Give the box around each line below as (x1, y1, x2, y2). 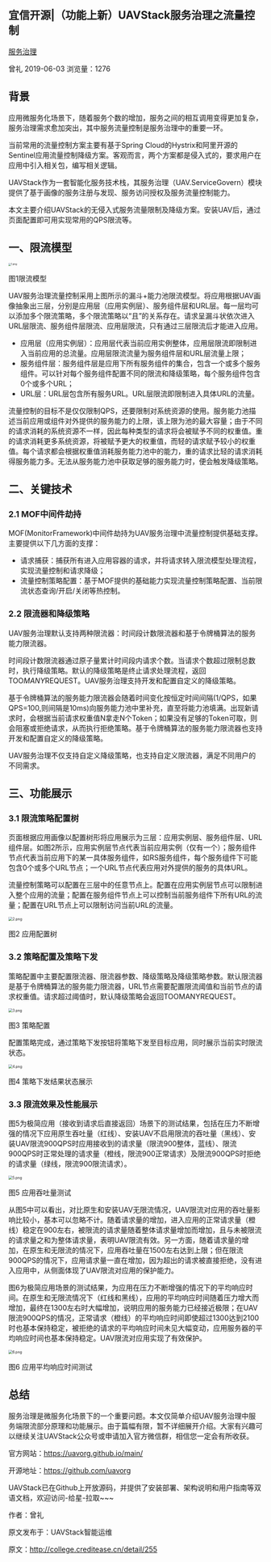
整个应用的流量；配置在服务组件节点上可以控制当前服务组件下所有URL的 (15, 890, 256, 900)
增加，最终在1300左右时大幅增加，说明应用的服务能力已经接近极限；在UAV (8, 1302, 258, 1312)
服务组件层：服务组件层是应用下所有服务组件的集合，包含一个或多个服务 (19, 358, 261, 368)
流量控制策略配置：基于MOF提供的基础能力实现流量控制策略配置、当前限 (19, 576, 263, 585)
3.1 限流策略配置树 (8, 813, 79, 824)
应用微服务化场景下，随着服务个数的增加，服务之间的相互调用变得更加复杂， (8, 112, 263, 122)
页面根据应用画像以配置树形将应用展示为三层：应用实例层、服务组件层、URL (8, 833, 263, 842)
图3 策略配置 (8, 1020, 51, 1030)
